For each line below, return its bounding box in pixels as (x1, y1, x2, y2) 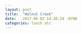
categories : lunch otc (5, 20, 51, 26)
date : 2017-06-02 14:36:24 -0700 (5, 16, 78, 21)
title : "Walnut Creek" (5, 12, 54, 16)
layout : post (5, 7, 32, 12)
